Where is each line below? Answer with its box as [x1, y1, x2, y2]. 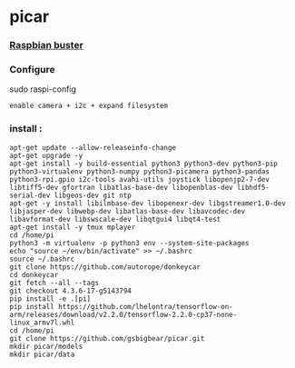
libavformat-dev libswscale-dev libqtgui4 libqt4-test [9, 214, 221, 224]
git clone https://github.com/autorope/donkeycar [9, 262, 202, 272]
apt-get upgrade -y [9, 151, 84, 160]
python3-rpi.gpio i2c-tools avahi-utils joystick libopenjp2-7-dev [9, 174, 270, 184]
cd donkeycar [9, 270, 59, 279]
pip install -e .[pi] [9, 293, 92, 303]
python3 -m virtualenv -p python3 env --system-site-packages [9, 238, 250, 247]
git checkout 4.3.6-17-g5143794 [9, 286, 132, 295]
